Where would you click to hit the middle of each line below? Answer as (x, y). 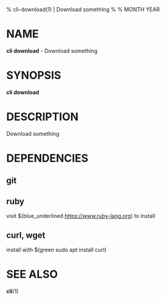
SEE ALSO (32, 274)
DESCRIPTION (42, 117)
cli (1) (12, 291)
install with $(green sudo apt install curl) (57, 250)
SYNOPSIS (34, 75)
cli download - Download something (52, 51)
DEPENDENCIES (48, 158)
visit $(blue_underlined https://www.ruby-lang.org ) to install (81, 216)
